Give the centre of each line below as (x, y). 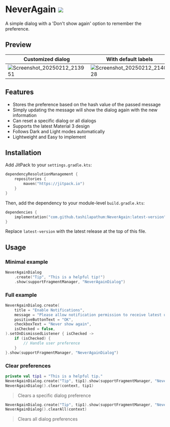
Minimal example (27, 262)
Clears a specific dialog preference (54, 395)
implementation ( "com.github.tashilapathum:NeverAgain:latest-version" (90, 217)
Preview (18, 45)
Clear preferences (28, 365)
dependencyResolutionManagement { (42, 174)
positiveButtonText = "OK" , (44, 319)
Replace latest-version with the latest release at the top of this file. (76, 231)
